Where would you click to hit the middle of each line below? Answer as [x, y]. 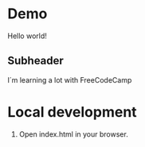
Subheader [36, 61]
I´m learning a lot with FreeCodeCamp [70, 79]
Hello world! [27, 36]
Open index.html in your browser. [73, 134]
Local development [72, 112]
